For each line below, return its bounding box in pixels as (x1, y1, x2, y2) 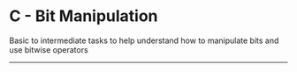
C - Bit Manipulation (9, 6, 158, 26)
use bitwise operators (9, 44, 88, 54)
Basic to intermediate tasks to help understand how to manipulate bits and (9, 35, 279, 46)
